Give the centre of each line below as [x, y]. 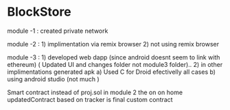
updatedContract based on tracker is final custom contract [90, 99]
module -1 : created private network [58, 31]
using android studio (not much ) [53, 79]
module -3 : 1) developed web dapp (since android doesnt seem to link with [114, 57]
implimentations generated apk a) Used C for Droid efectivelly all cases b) [112, 72]
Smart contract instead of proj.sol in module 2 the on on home [95, 92]
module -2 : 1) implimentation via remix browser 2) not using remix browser [113, 44]
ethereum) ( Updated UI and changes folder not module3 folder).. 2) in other [115, 64]
